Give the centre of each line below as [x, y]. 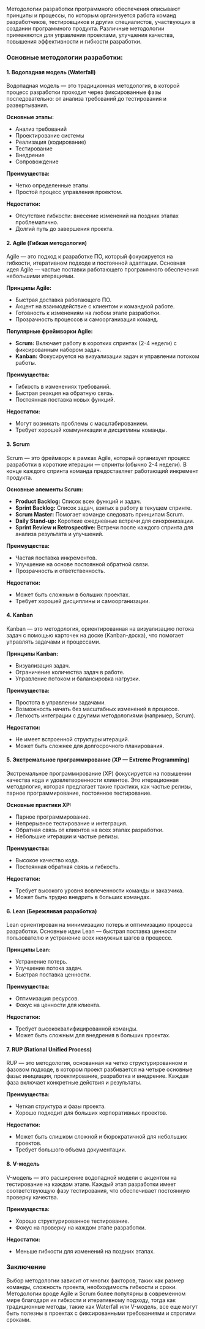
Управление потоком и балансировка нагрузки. [78, 679]
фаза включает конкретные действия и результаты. [74, 1083]
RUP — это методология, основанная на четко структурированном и [97, 1063]
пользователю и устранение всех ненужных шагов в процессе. [90, 938]
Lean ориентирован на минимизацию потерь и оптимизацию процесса [99, 925]
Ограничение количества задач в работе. [70, 672]
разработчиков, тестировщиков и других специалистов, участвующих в [101, 22]
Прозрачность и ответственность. [60, 571]
